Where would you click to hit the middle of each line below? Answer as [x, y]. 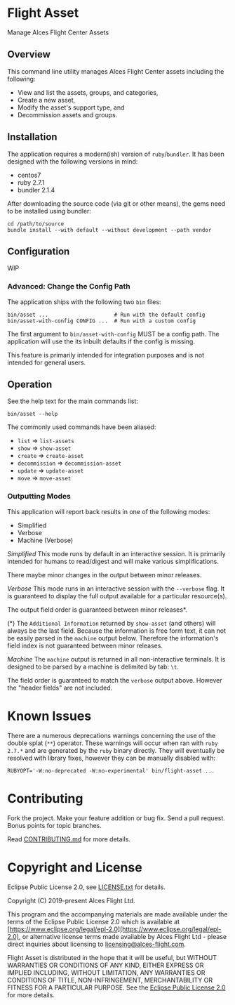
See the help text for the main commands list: [73, 401]
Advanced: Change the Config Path [69, 287]
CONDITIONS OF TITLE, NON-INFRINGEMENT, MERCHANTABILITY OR [110, 980]
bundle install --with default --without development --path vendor [109, 230]
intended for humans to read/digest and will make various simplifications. [113, 561]
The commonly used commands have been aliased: [82, 427]
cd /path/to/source [36, 224]
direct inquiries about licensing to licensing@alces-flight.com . [96, 944]
